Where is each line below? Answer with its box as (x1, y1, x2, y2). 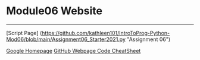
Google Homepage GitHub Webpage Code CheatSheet (6, 47, 141, 54)
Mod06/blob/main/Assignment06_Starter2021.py (6, 36, 126, 43)
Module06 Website (6, 4, 103, 18)
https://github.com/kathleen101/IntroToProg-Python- (41, 29, 170, 36)
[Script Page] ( (6, 29, 42, 36)
